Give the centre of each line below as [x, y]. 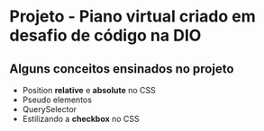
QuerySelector [50, 109]
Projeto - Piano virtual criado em [133, 17]
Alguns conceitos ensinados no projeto [122, 69]
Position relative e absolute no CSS [89, 90]
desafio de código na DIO [105, 35]
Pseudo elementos [57, 100]
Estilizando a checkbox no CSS [81, 119]
